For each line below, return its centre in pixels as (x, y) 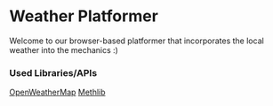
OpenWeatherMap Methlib (57, 92)
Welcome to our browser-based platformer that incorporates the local (136, 41)
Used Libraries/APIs (53, 72)
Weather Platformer (84, 16)
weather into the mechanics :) (64, 49)
